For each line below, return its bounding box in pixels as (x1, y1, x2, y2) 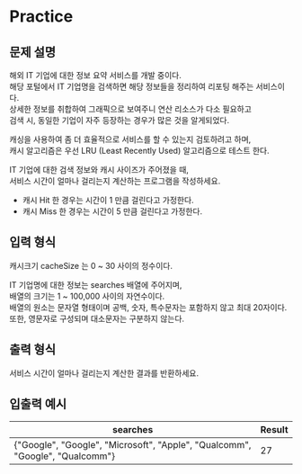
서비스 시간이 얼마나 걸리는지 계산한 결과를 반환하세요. (9, 367, 200, 379)
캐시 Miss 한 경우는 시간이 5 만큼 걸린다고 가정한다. (22, 206, 203, 217)
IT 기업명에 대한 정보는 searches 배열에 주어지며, (9, 279, 182, 290)
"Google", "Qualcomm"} (13, 450, 115, 462)
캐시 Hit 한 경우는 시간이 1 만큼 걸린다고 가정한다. (22, 195, 195, 205)
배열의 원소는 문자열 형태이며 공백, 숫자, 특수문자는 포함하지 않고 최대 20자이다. (9, 301, 288, 312)
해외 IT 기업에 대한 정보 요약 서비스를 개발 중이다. (9, 70, 182, 80)
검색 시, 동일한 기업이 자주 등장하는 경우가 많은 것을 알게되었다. (9, 115, 230, 125)
